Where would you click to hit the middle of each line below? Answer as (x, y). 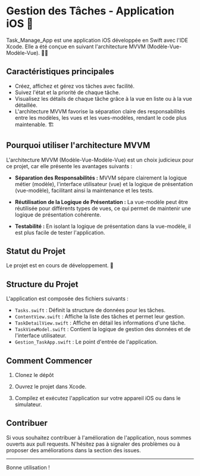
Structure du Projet (42, 284)
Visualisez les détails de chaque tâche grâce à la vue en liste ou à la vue (103, 98)
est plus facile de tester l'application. (60, 232)
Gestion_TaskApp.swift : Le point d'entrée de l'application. (86, 342)
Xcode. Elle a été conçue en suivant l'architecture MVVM (76, 47)
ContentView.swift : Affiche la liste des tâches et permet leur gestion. (100, 317)
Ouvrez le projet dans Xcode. (51, 387)
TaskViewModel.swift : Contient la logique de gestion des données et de (103, 329)
